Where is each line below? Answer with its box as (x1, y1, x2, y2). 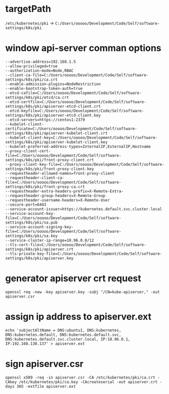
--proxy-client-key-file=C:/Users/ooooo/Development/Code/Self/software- (5, 162, 165, 167)
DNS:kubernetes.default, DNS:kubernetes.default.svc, (5, 332, 122, 337)
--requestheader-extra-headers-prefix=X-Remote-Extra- (5, 188, 124, 194)
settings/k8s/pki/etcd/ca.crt (5, 95, 70, 100)
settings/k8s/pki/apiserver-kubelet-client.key (5, 139, 108, 144)
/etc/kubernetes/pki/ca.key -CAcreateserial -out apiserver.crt (18, 379, 158, 384)
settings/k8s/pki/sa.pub (5, 220, 58, 225)
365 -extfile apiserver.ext (16, 384, 76, 389)
